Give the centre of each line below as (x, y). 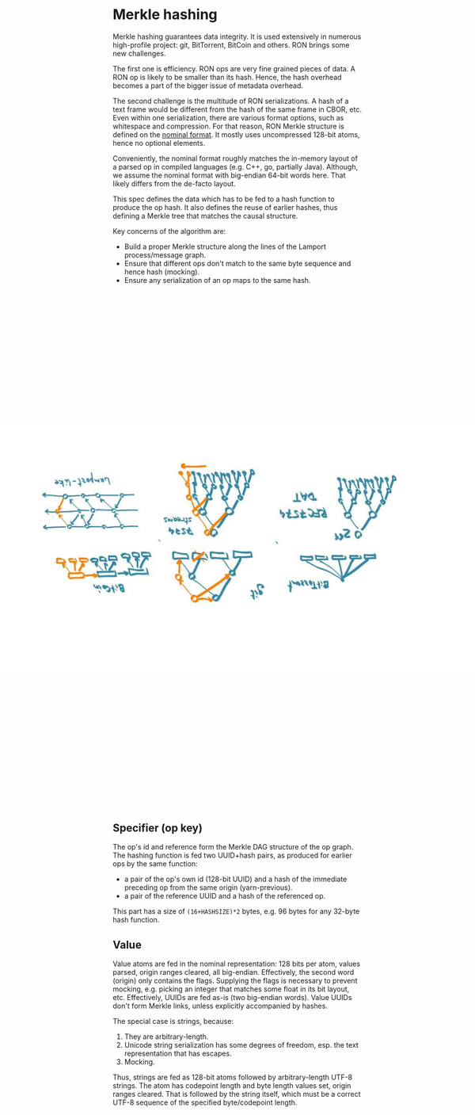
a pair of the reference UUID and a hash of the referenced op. (225, 896)
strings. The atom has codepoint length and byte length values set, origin (232, 1085)
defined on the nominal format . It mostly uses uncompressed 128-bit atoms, (236, 134)
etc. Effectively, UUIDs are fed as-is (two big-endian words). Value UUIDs (232, 997)
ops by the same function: (155, 864)
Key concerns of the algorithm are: (169, 231)
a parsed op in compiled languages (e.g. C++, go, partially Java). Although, (236, 166)
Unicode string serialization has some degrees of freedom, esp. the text (241, 1044)
